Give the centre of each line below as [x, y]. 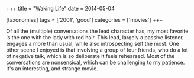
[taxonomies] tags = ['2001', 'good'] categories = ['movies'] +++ [85, 20]
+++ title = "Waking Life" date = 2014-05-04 [60, 9]
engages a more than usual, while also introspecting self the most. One [93, 44]
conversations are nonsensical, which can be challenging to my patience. [96, 62]
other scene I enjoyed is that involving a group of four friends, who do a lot [97, 50]
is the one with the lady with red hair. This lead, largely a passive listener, [95, 37]
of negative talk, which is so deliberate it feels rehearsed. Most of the [90, 56]
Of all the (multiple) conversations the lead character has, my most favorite [97, 31]
